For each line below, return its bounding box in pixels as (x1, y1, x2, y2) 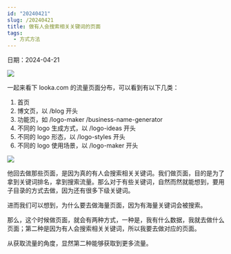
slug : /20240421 (7, 17, 54, 24)
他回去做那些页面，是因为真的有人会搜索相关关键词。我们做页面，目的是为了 (7, 169, 225, 177)
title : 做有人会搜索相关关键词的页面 (7, 23, 101, 30)
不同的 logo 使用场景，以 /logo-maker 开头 (17, 141, 139, 149)
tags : (7, 29, 23, 37)
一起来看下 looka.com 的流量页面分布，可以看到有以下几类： (7, 84, 179, 92)
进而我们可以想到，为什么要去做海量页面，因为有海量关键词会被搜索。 (7, 201, 207, 210)
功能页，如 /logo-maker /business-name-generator (17, 116, 163, 124)
